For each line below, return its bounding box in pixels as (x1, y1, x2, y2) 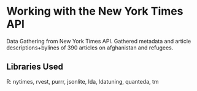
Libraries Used (6, 62, 63, 72)
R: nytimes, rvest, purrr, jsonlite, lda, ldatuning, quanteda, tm (6, 78, 159, 85)
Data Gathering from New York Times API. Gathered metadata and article (6, 37, 191, 45)
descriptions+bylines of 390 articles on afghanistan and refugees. (6, 44, 174, 51)
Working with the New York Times (6, 4, 183, 18)
